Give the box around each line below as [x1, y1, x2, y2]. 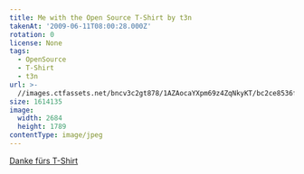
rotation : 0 [9, 30, 54, 39]
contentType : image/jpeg [9, 131, 103, 140]
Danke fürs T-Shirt [9, 155, 79, 166]
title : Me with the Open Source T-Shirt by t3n [9, 13, 193, 23]
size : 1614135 [9, 96, 63, 106]
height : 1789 [17, 123, 67, 132]
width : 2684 [17, 114, 63, 123]
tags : [9, 47, 30, 56]
